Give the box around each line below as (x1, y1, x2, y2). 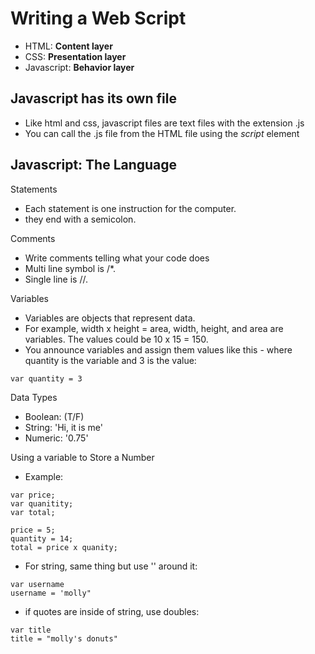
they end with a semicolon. (24, 213, 137, 225)
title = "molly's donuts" (10, 633, 118, 644)
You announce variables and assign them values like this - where (24, 343, 293, 356)
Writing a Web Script (10, 7, 187, 30)
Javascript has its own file (10, 90, 177, 107)
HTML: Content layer (24, 40, 113, 52)
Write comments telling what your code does (24, 252, 210, 264)
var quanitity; (10, 498, 74, 509)
